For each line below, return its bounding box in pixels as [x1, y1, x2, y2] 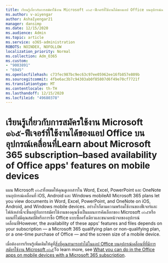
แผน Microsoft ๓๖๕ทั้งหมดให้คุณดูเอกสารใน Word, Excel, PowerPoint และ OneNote [5, 187, 162, 193]
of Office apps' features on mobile [5, 160, 150, 171]
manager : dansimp [5, 21, 42, 26]
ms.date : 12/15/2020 [5, 26, 49, 31]
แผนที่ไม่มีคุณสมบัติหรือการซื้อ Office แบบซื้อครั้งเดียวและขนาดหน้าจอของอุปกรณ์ [5, 215, 140, 221]
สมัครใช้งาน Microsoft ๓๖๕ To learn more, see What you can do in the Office [5, 247, 155, 253]
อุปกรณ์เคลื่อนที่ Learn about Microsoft [5, 138, 151, 150]
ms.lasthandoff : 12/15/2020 [5, 91, 64, 96]
